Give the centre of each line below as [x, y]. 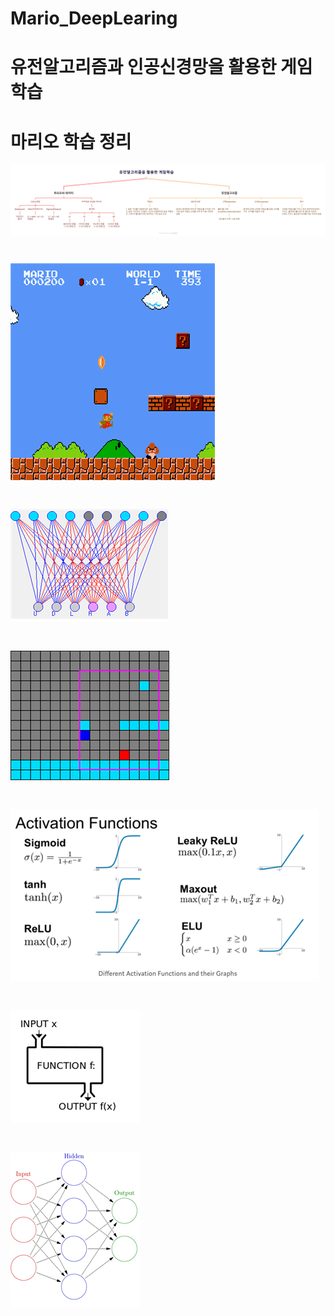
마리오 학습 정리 [71, 141]
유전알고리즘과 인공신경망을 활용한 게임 [161, 67]
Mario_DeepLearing [94, 18]
